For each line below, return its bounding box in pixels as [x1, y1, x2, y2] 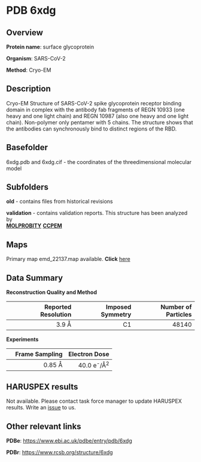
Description [6, 84, 51, 94]
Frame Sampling [15, 350, 63, 358]
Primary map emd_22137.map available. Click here [6, 256, 130, 263]
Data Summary [6, 273, 63, 283]
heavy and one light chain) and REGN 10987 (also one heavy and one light [6, 112, 189, 120]
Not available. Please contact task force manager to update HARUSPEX [6, 397, 182, 405]
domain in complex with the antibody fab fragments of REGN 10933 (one [6, 106, 185, 113]
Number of [160, 303, 192, 311]
